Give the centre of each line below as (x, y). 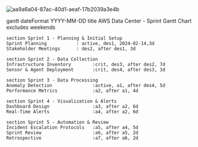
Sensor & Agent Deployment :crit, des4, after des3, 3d (86, 70)
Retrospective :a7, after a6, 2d (72, 138)
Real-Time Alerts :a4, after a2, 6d (72, 112)
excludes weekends (31, 27)
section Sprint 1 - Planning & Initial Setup (64, 38)
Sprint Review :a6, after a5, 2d (72, 133)
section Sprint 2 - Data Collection (52, 59)
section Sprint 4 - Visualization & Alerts (62, 101)
